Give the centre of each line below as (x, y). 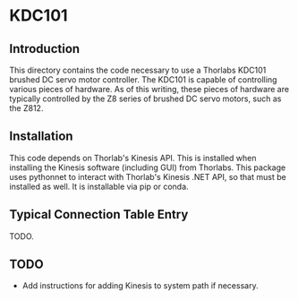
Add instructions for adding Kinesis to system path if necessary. (140, 286)
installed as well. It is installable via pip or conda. (99, 186)
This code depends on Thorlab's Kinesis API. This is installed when (133, 158)
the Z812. (26, 108)
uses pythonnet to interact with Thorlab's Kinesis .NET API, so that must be (148, 176)
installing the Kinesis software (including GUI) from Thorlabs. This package (148, 167)
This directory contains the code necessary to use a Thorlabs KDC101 (138, 70)
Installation (41, 137)
